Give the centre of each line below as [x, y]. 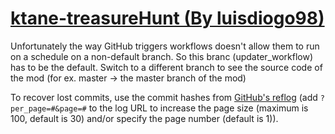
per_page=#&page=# [48, 108]
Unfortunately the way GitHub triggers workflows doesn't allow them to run [165, 46]
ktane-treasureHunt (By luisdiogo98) [167, 18]
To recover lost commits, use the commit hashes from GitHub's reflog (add [164, 97]
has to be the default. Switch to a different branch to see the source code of [166, 67]
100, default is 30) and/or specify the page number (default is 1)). [144, 118]
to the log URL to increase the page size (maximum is [198, 108]
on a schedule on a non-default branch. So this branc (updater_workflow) [162, 56]
